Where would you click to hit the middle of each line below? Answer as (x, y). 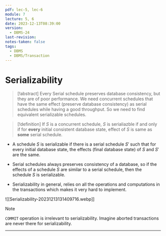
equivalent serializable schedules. (52, 115)
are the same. (26, 155)
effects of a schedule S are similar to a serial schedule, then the (77, 170)
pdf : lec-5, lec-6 (24, 10)
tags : (11, 46)
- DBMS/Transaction (30, 56)
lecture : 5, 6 (20, 19)
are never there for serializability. (39, 224)
